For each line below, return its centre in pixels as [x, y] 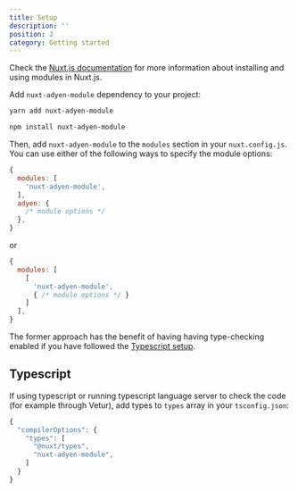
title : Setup [33, 17]
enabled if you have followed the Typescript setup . [103, 346]
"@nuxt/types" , [61, 446]
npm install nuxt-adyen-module [67, 127]
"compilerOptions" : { [58, 429]
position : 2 [31, 34]
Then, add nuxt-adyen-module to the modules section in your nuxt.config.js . [148, 144]
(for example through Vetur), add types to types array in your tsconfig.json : [149, 405]
